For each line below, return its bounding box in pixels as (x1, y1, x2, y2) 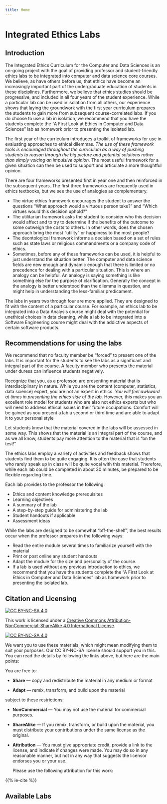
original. (12, 732, 29, 738)
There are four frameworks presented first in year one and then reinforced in (5, 177, 163, 183)
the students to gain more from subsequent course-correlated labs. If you (5, 110, 157, 116)
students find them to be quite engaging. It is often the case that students (5, 456, 156, 462)
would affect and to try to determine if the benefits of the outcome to (12, 219, 154, 225)
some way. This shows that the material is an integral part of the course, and (5, 430, 163, 436)
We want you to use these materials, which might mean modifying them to (5, 642, 158, 648)
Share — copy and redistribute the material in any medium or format (12, 677, 153, 684)
